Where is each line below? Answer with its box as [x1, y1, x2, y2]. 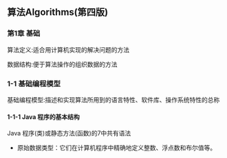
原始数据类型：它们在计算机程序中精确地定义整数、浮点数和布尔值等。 [17, 144, 217, 152]
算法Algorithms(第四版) [7, 6, 109, 18]
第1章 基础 [7, 29, 41, 38]
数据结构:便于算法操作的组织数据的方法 [7, 60, 118, 68]
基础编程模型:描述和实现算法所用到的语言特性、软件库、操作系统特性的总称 [7, 95, 220, 104]
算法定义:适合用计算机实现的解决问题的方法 [7, 45, 130, 53]
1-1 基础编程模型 [7, 79, 61, 88]
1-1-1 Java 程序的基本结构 [7, 112, 80, 121]
